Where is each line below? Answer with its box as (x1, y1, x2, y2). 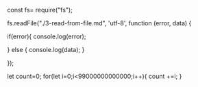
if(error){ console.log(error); (7, 32, 86, 40)
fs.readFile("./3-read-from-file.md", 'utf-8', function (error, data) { (7, 19, 192, 27)
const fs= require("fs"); (7, 6, 73, 14)
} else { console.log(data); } (7, 46, 85, 53)
